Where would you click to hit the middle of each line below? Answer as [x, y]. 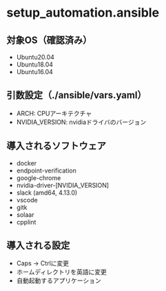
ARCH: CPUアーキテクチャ [54, 113]
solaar [25, 214]
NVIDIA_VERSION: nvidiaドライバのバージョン [81, 122]
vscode [27, 200]
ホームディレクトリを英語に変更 [62, 272]
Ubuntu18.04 [34, 64]
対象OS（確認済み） [49, 40]
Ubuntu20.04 [35, 57]
